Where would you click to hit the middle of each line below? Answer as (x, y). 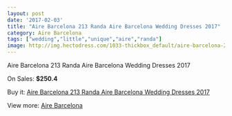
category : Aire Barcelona (44, 33)
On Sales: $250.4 (32, 79)
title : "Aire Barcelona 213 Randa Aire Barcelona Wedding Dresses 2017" (114, 26)
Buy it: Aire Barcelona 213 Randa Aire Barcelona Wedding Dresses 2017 (109, 92)
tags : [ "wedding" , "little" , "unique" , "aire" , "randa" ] (85, 39)
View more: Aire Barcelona (45, 105)
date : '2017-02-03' (35, 20)
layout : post (26, 13)
